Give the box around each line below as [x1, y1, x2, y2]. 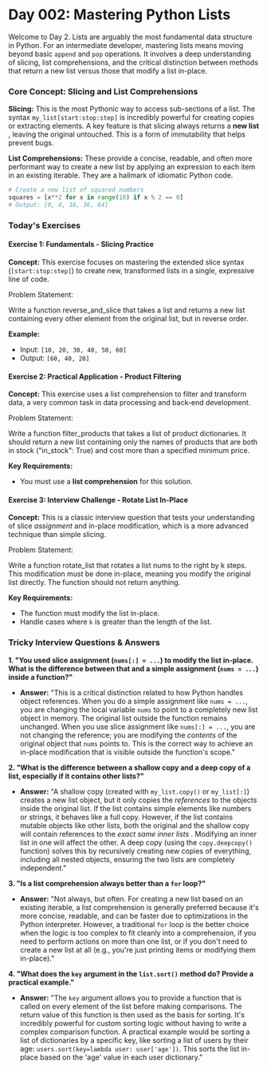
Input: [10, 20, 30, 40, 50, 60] [19, 344, 128, 354]
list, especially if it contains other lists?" [8, 771, 145, 781]
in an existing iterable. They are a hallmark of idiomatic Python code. [8, 170, 234, 181]
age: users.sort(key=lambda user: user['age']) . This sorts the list [19, 1044, 240, 1053]
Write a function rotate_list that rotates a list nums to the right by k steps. [8, 561, 247, 571]
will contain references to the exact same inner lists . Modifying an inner [19, 829, 257, 838]
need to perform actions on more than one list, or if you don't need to [19, 937, 248, 946]
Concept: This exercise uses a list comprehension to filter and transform [8, 389, 247, 399]
